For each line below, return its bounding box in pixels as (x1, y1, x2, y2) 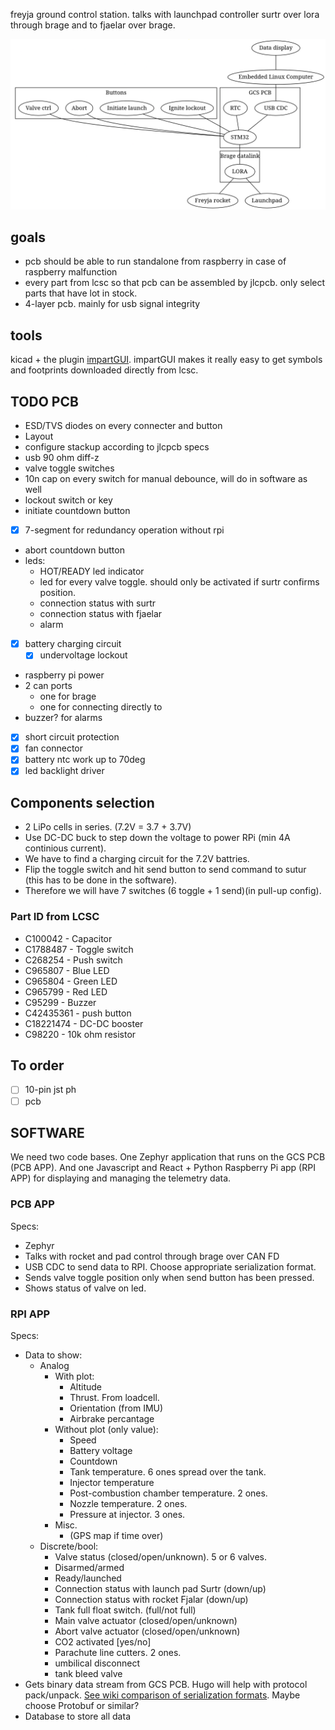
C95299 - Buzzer (24, 996, 97, 1008)
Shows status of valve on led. (24, 1282, 147, 1294)
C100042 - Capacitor (24, 932, 113, 944)
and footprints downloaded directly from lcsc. (10, 364, 199, 376)
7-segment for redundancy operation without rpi (24, 524, 225, 536)
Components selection (10, 794, 155, 811)
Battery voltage (69, 1445, 133, 1456)
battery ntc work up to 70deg (24, 754, 146, 766)
